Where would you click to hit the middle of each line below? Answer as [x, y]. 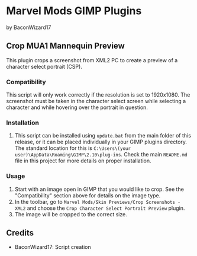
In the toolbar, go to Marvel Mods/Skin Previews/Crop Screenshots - [97, 201]
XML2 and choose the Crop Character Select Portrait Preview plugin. [100, 208]
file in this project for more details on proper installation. [83, 161]
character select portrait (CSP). [44, 66]
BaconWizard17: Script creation [53, 247]
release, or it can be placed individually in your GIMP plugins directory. [101, 142]
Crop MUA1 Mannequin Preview [66, 46]
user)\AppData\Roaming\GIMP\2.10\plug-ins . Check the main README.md [101, 155]
